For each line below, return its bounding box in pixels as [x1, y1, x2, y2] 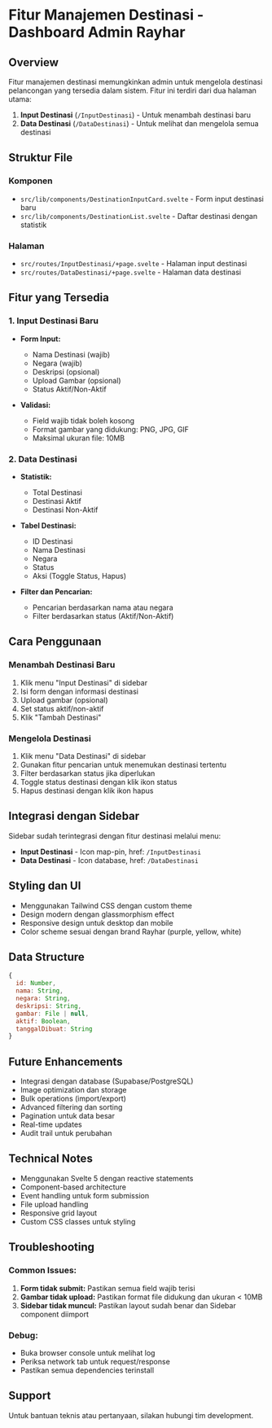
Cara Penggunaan [8, 635, 102, 649]
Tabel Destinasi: [20, 520, 77, 530]
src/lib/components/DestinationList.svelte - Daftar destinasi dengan [20, 211, 258, 221]
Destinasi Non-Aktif [32, 505, 99, 515]
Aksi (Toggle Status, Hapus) [32, 571, 127, 580]
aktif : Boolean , [15, 1017, 71, 1025]
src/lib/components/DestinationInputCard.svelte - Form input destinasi [20, 194, 265, 204]
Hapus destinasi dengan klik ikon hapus [20, 786, 154, 795]
